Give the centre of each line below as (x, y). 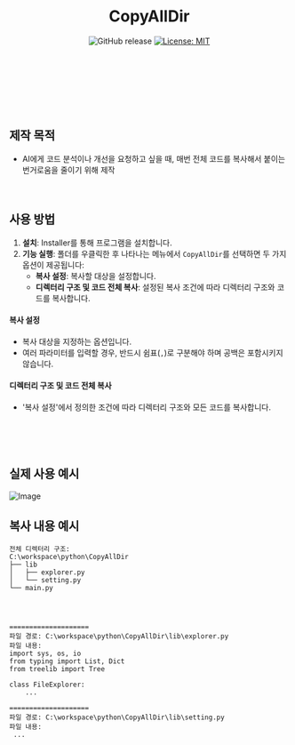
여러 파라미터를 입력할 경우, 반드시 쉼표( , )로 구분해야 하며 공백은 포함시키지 (152, 352)
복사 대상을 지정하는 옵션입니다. (76, 341)
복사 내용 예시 (44, 526)
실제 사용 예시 (44, 474)
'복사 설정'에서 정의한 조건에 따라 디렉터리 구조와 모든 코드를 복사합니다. (146, 407)
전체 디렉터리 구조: (40, 549)
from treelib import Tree (57, 669)
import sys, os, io (45, 653)
